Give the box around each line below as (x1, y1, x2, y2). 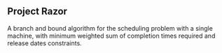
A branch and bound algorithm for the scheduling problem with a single (7, 24, 214, 32)
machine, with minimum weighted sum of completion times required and (7, 31, 216, 40)
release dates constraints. (7, 38, 82, 47)
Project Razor (7, 6, 68, 17)
